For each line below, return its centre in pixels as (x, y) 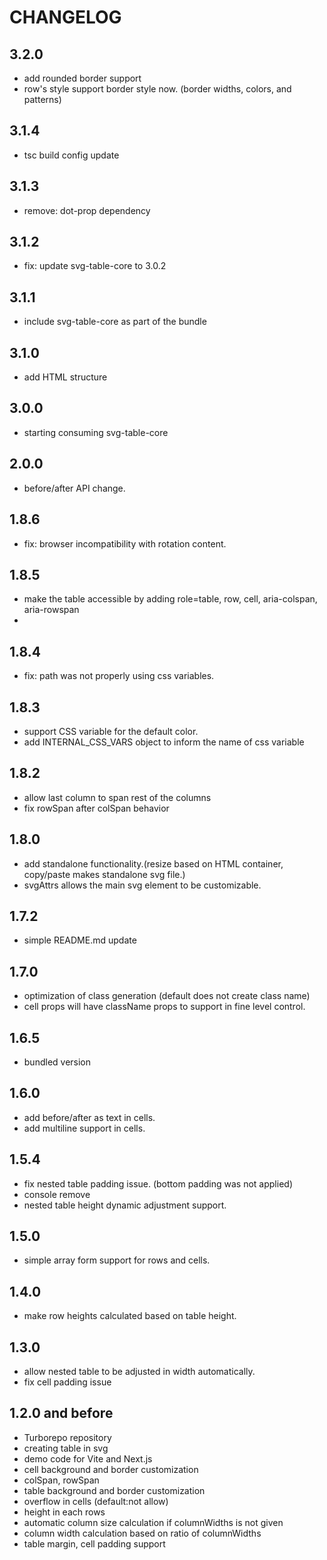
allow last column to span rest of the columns (117, 797)
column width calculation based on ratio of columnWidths (142, 1533)
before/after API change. (74, 488)
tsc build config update (71, 155)
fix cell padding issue (67, 1382)
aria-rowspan (51, 610)
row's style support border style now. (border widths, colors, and (157, 89)
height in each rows (64, 1512)
